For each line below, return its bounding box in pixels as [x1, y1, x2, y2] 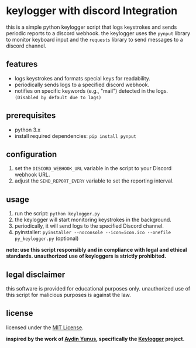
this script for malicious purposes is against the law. [6, 292, 131, 298]
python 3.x [14, 126, 41, 133]
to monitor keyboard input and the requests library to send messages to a [6, 36, 183, 43]
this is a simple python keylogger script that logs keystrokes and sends [6, 23, 177, 31]
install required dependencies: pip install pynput [14, 132, 136, 139]
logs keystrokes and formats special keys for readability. [14, 75, 151, 82]
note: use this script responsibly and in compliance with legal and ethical [6, 246, 187, 254]
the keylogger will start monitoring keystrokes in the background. [14, 216, 171, 224]
